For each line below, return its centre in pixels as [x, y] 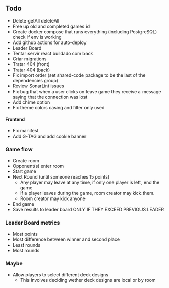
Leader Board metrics [33, 223]
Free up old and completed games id [51, 26]
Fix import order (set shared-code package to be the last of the [79, 75]
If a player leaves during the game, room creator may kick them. [87, 193]
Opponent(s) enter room [38, 166]
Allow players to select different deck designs [60, 274]
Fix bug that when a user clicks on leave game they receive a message [87, 91]
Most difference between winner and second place [66, 239]
